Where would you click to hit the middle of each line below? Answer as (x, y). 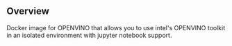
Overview (28, 11)
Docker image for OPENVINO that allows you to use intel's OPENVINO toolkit (116, 27)
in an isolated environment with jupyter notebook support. (89, 35)
